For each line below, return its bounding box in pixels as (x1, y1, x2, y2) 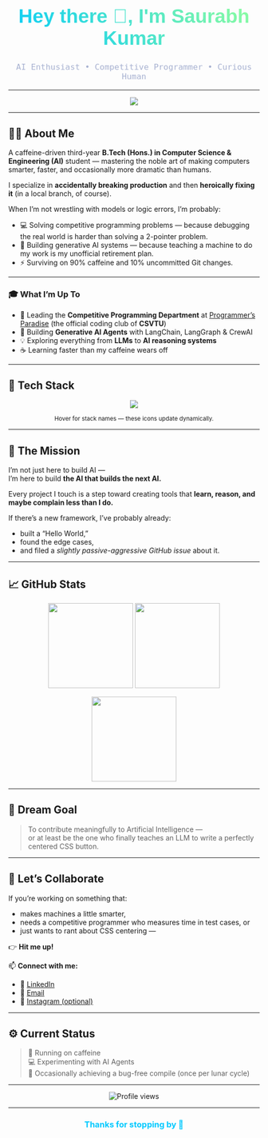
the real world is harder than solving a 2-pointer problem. (19, 232, 208, 242)
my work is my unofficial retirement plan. (19, 249, 154, 258)
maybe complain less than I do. (8, 497, 114, 508)
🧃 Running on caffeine (27, 1048, 101, 1058)
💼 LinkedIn (19, 979, 55, 988)
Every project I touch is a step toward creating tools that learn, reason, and (8, 489, 256, 499)
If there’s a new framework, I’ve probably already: (8, 513, 171, 523)
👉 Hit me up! (8, 941, 54, 952)
